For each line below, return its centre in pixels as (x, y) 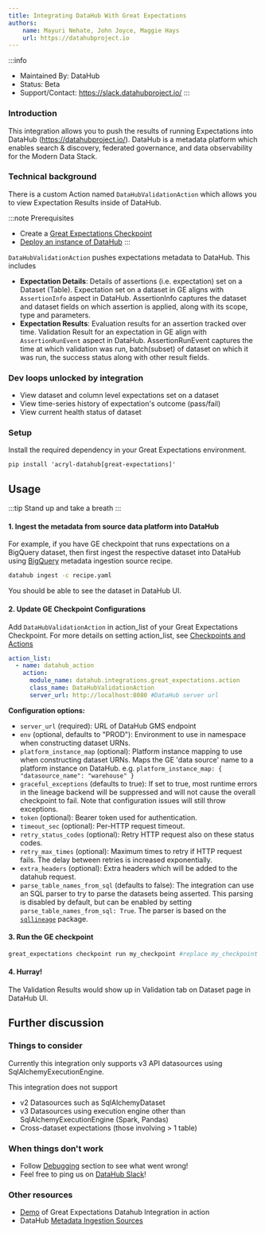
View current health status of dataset (80, 412)
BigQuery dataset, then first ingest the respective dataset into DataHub (125, 552)
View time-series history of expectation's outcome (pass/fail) (120, 404)
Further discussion (56, 1023)
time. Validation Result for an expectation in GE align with (113, 332)
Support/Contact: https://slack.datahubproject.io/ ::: (105, 93)
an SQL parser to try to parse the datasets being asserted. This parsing (136, 893)
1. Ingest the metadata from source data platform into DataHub (114, 526)
